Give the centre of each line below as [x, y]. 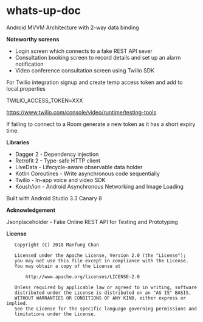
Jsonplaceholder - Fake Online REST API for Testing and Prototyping [92, 222]
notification [29, 64]
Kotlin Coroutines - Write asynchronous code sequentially [87, 173]
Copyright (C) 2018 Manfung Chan [57, 245]
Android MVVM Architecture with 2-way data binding [73, 27]
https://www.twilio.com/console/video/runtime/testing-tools [81, 112]
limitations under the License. [55, 314]
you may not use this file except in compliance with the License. [101, 261]
